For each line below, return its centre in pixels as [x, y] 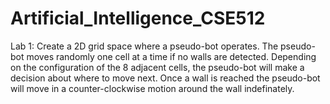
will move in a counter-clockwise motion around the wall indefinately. [152, 88]
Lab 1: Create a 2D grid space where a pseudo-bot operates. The [144, 46]
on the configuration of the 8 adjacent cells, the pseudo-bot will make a [157, 67]
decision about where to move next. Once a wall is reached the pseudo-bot [165, 78]
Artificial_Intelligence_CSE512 [138, 18]
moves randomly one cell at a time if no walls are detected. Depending [171, 56]
